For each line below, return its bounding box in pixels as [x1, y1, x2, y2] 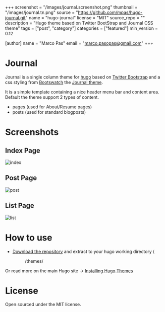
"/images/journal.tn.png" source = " [5, 9, 78, 15]
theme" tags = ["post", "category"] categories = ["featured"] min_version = [5, 25, 158, 31]
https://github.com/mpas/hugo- [78, 9, 143, 15]
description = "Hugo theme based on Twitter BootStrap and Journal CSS [5, 20, 154, 26]
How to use [5, 232, 53, 243]
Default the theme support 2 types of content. [5, 94, 99, 100]
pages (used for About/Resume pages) [12, 104, 92, 110]
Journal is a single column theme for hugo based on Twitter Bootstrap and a [5, 74, 161, 80]
